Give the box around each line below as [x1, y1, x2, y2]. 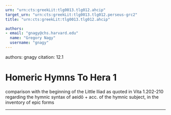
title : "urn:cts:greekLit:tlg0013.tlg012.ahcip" [5, 17, 110, 22]
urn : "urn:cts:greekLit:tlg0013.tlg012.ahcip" [5, 7, 106, 13]
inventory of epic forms [5, 99, 54, 105]
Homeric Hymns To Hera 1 [5, 72, 117, 84]
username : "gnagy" [10, 40, 49, 46]
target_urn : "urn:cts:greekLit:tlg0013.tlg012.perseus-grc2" [5, 12, 138, 17]
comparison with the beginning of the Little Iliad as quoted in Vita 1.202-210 [5, 88, 164, 94]
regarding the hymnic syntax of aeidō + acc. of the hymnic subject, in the [5, 94, 159, 100]
